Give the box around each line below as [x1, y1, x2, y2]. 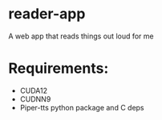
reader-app [8, 5, 86, 23]
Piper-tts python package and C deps [19, 102, 144, 112]
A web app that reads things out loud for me [8, 31, 154, 41]
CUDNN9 [19, 94, 51, 104]
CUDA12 [19, 86, 48, 95]
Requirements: [8, 59, 109, 78]
